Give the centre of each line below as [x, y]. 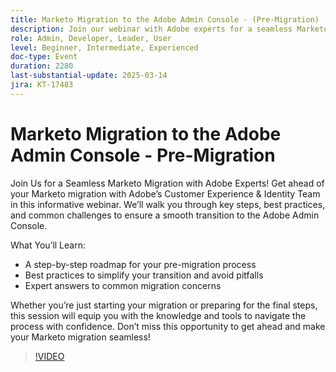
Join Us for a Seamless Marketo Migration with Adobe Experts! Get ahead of [167, 183]
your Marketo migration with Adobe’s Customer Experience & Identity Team [165, 193]
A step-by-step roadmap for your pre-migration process [140, 264]
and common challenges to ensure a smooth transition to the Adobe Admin [165, 215]
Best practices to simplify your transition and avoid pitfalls [144, 275]
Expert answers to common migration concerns [123, 285]
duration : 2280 [42, 66]
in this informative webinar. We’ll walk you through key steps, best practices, [168, 204]
